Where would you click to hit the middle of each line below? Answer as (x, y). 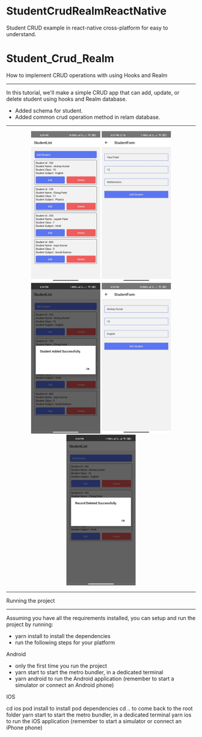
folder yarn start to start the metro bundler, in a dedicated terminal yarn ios (99, 715)
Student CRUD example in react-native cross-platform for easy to (87, 28)
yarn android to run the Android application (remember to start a (94, 679)
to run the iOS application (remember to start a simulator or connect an (94, 721)
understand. (21, 34)
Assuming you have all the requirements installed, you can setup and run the (101, 618)
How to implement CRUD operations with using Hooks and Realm (87, 75)
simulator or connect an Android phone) (64, 685)
